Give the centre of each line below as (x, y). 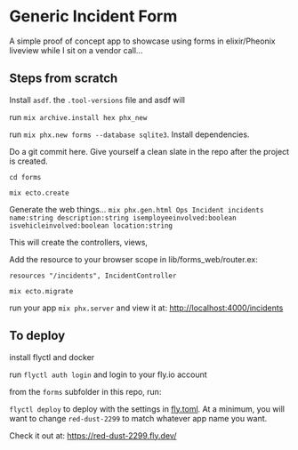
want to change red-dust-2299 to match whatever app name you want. (138, 418)
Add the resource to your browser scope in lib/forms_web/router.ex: (133, 259)
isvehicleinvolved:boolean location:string (91, 225)
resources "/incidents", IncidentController (93, 276)
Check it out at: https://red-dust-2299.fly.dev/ (93, 435)
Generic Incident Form (93, 16)
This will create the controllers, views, (79, 242)
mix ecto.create (39, 193)
